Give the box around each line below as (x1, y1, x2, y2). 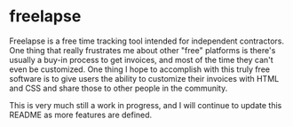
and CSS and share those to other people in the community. (9, 83, 228, 93)
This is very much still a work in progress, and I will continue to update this (9, 99, 282, 110)
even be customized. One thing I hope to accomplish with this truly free (9, 64, 271, 75)
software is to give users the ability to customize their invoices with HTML (9, 73, 280, 83)
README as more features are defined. (9, 109, 153, 120)
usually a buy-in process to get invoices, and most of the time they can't (9, 54, 273, 65)
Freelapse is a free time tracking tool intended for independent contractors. (9, 36, 284, 46)
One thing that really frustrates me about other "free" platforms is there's (9, 44, 276, 55)
